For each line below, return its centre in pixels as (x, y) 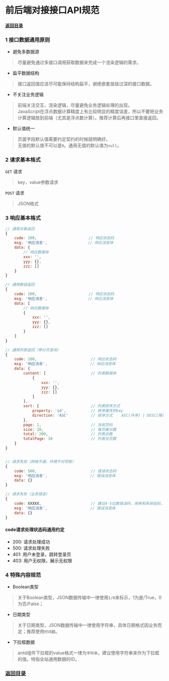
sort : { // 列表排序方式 (72, 406)
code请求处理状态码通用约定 (35, 529)
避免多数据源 (26, 52)
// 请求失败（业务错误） (27, 494)
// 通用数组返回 (20, 285)
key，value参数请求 (38, 182)
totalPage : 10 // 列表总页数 (70, 439)
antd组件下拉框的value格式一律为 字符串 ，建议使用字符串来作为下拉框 (89, 653)
